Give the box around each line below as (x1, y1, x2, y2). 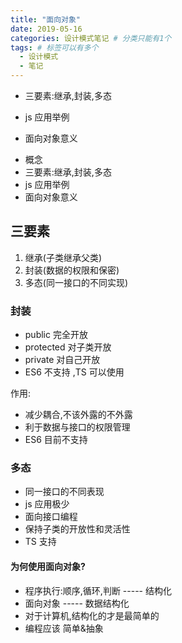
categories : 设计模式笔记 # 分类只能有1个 (10, 33, 172, 43)
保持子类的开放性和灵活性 (24, 523, 131, 535)
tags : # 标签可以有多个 (10, 42, 99, 53)
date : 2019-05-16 (10, 24, 83, 34)
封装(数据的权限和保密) (24, 264, 120, 276)
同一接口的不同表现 (24, 486, 105, 498)
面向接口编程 (24, 511, 78, 523)
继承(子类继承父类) (24, 251, 103, 263)
